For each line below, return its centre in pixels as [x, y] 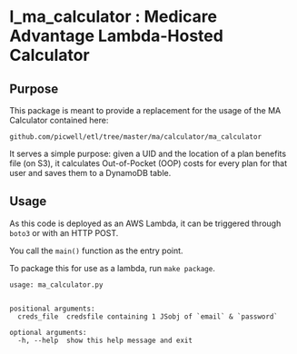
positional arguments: [52, 309]
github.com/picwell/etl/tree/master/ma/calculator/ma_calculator [135, 137]
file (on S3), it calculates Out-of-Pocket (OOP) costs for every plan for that [148, 163]
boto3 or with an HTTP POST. [64, 232]
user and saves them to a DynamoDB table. [90, 173]
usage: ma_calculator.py [56, 285]
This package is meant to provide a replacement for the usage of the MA [145, 110]
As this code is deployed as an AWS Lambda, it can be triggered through [145, 223]
